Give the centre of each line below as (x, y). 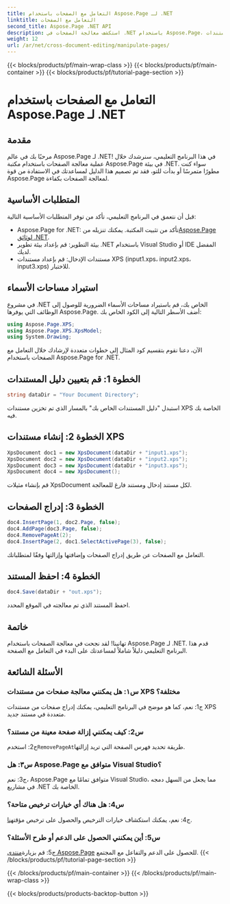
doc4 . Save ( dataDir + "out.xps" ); (55, 592)
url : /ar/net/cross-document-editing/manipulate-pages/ (88, 45)
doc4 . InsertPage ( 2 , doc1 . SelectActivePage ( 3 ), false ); (87, 541)
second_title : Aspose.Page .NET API (59, 26)
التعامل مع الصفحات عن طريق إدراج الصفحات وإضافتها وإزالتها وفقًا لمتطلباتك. (106, 554)
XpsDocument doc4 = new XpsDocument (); (64, 472)
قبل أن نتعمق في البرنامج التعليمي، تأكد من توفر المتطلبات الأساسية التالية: (102, 216)
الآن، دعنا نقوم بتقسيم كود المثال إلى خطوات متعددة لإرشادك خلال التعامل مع (105, 350)
